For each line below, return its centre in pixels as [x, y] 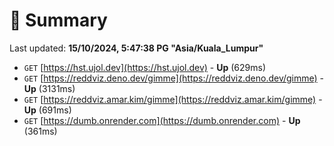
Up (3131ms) [49, 88]
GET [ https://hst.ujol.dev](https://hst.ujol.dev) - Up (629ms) [145, 67]
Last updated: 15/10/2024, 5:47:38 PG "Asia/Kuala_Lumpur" [136, 48]
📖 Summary [58, 20]
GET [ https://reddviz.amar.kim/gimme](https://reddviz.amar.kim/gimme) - [173, 99]
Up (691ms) [47, 110]
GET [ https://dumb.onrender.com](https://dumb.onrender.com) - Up [162, 120]
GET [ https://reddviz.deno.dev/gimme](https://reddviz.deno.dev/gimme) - [174, 78]
